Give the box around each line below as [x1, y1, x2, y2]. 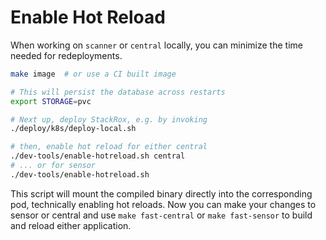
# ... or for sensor [10, 161, 97, 171]
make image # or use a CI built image [10, 69, 177, 79]
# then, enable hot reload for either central [10, 142, 208, 152]
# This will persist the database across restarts [10, 87, 226, 97]
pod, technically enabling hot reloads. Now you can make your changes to [10, 198, 317, 210]
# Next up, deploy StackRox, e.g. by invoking [10, 114, 208, 125]
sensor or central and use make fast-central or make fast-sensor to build [10, 209, 313, 221]
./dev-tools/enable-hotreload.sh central [10, 151, 186, 161]
